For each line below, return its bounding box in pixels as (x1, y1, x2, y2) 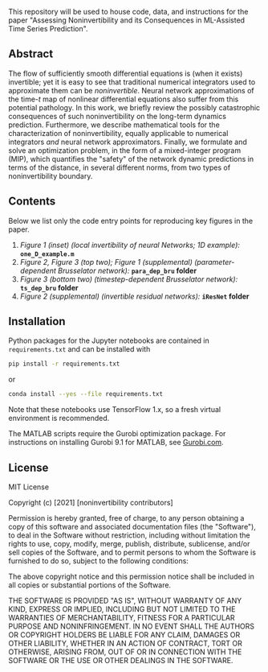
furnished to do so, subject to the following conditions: (8, 556, 189, 566)
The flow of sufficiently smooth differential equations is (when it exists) (8, 68, 243, 78)
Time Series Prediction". (8, 24, 88, 33)
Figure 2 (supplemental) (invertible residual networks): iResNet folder (19, 291, 250, 301)
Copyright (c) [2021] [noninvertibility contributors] (8, 498, 174, 507)
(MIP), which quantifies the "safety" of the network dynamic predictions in (8, 154, 254, 163)
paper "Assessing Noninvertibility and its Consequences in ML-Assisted (8, 15, 246, 25)
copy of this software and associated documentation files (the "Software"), (8, 522, 257, 531)
